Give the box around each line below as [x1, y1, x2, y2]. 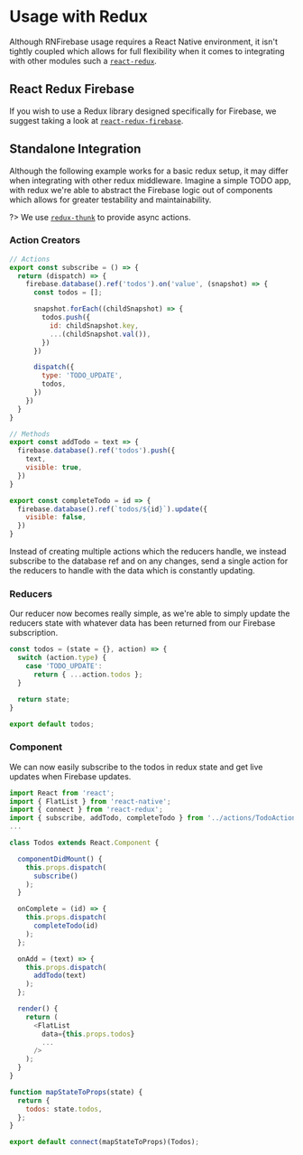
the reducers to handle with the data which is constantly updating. [9, 565, 255, 576]
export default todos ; [9, 720, 95, 729]
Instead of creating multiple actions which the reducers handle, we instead [9, 546, 287, 557]
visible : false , [25, 513, 87, 522]
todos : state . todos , [25, 1104, 103, 1113]
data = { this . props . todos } [41, 1029, 135, 1039]
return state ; [17, 694, 70, 703]
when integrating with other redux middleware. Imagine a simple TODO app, [9, 174, 291, 186]
